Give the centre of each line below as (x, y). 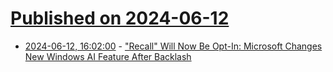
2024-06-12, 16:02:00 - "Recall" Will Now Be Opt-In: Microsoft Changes (173, 46)
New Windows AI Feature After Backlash (108, 56)
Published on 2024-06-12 (120, 18)
